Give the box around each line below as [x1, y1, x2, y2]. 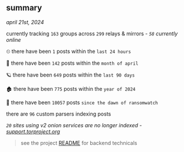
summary [6, 3, 42, 13]
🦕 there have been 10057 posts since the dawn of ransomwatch [6, 98, 158, 106]
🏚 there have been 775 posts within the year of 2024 [6, 85, 136, 92]
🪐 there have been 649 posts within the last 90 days [6, 71, 135, 78]
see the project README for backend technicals [20, 139, 137, 146]
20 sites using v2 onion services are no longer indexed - [6, 121, 142, 128]
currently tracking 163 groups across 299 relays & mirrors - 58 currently [6, 30, 178, 37]
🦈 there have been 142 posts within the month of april [6, 60, 139, 67]
